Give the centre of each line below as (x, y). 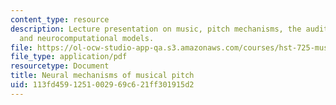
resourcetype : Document (60, 66)
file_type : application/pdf (69, 57)
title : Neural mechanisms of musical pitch (102, 76)
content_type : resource (60, 19)
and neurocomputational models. (87, 38)
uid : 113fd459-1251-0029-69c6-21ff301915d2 (102, 85)
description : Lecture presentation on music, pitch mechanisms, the (156, 29)
